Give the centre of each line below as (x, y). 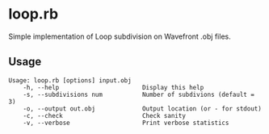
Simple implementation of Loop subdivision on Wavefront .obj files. (120, 36)
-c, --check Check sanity (104, 115)
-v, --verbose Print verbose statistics (126, 123)
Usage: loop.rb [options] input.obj (70, 80)
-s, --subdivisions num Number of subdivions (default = (139, 94)
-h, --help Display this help (113, 87)
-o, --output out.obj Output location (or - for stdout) (143, 109)
